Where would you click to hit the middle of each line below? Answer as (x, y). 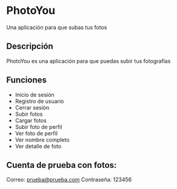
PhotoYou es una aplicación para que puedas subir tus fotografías (88, 61)
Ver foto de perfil (36, 133)
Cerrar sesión (32, 107)
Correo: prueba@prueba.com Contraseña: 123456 (69, 180)
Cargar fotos (31, 120)
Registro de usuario (39, 101)
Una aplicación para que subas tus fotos (57, 27)
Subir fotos (29, 114)
